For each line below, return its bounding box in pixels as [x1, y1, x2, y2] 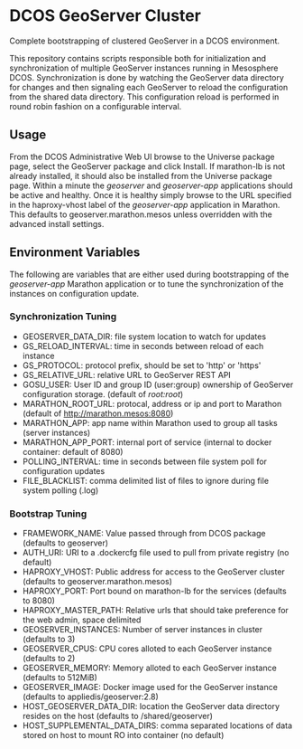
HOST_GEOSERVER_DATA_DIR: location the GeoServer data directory [22, 701, 280, 712]
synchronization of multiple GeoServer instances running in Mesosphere [9, 62, 279, 73]
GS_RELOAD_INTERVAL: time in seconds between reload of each [22, 340, 264, 351]
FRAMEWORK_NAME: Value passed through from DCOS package [22, 528, 266, 539]
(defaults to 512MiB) [22, 672, 97, 683]
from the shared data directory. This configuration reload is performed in [9, 91, 280, 102]
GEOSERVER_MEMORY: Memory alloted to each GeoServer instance [22, 662, 277, 674]
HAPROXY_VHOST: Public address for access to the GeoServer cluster [22, 566, 286, 577]
